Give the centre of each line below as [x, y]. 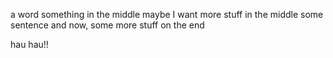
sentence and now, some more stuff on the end [107, 25]
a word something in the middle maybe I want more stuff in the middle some [167, 14]
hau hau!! [29, 44]
